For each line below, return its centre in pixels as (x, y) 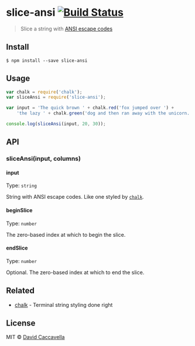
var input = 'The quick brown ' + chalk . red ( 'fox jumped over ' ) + (90, 108)
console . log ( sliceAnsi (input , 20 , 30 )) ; (56, 124)
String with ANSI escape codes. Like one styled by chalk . (75, 197)
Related (20, 291)
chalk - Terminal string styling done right (64, 305)
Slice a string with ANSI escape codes (66, 29)
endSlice (17, 248)
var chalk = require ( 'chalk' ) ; (44, 92)
